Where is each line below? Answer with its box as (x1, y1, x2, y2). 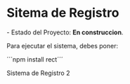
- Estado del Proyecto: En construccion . (6, 28, 124, 36)
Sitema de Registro (6, 5, 119, 21)
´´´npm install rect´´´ (6, 55, 64, 64)
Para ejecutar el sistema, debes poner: (6, 41, 119, 50)
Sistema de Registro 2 (6, 69, 70, 77)
